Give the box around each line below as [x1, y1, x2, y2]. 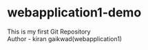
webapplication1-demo [7, 5, 142, 21]
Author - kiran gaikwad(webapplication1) [7, 34, 123, 42]
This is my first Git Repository [7, 27, 91, 36]
